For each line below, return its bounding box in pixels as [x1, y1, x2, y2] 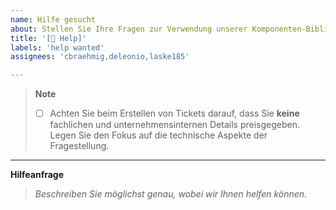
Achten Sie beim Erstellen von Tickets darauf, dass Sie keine [49, 107, 300, 120]
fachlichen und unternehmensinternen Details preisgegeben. [49, 119, 300, 131]
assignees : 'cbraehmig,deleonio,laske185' [10, 52, 190, 62]
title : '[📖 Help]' [10, 33, 87, 43]
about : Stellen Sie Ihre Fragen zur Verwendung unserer [10, 24, 248, 34]
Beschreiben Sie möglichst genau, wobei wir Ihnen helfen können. [34, 188, 308, 200]
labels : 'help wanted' [10, 42, 105, 53]
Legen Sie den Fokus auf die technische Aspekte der [49, 129, 268, 141]
